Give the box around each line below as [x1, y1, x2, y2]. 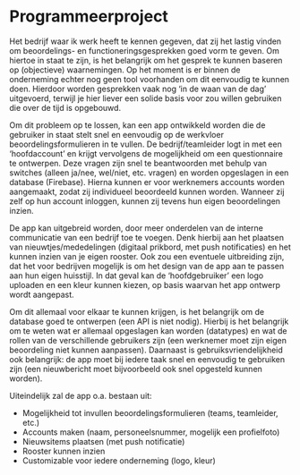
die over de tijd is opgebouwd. [9, 102, 122, 113]
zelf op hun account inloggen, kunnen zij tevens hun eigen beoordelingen [9, 195, 280, 207]
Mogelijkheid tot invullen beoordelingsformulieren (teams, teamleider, [21, 407, 279, 418]
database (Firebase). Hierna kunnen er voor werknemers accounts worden [9, 176, 285, 187]
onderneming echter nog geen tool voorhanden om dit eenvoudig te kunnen [9, 73, 289, 84]
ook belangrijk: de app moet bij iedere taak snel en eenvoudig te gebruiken [9, 353, 286, 364]
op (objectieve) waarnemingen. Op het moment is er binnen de [9, 64, 241, 75]
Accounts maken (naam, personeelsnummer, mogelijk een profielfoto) [21, 427, 280, 437]
